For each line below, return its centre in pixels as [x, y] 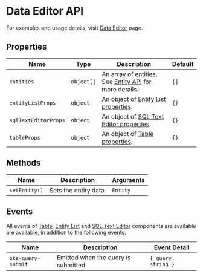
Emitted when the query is [94, 258]
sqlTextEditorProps [37, 120]
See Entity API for [127, 82]
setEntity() [27, 190]
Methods [24, 163]
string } [163, 265]
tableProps [25, 138]
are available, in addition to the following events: [66, 233]
